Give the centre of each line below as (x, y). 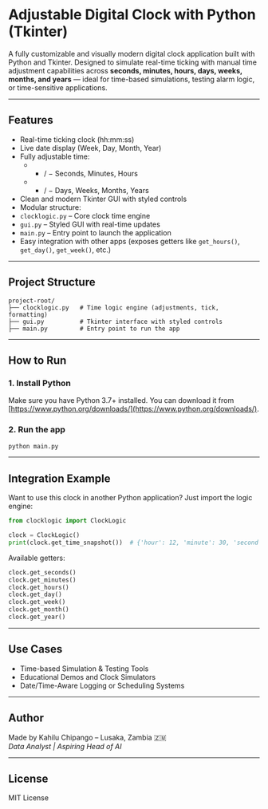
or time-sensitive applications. (58, 87)
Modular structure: (50, 207)
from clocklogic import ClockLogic (67, 521)
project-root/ (32, 301)
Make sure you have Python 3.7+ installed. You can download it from (121, 401)
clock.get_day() (35, 595)
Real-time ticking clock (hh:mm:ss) (77, 139)
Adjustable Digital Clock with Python (132, 15)
